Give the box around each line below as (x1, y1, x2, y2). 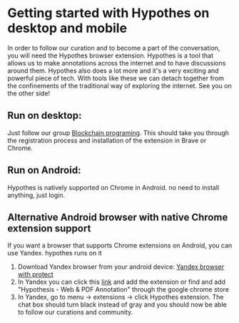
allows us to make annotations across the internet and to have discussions (7, 58, 226, 67)
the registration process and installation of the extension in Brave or (7, 136, 207, 144)
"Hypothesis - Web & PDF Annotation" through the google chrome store (17, 285, 230, 294)
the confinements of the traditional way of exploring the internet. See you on (7, 81, 232, 90)
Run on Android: (7, 164, 81, 176)
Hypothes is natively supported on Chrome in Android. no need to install (7, 183, 220, 191)
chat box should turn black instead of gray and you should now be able (17, 300, 227, 309)
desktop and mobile (7, 20, 127, 36)
